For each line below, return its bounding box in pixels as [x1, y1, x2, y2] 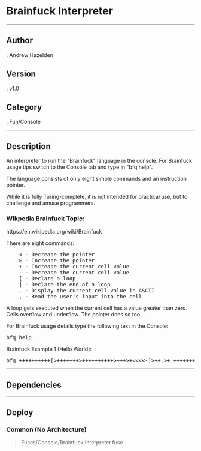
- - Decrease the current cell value [19, 269, 130, 276]
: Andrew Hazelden [6, 51, 54, 58]
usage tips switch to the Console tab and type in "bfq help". [6, 163, 153, 171]
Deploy [6, 407, 33, 417]
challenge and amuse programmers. [6, 199, 96, 207]
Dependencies [6, 380, 62, 390]
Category [6, 102, 42, 112]
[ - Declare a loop [19, 275, 76, 282]
